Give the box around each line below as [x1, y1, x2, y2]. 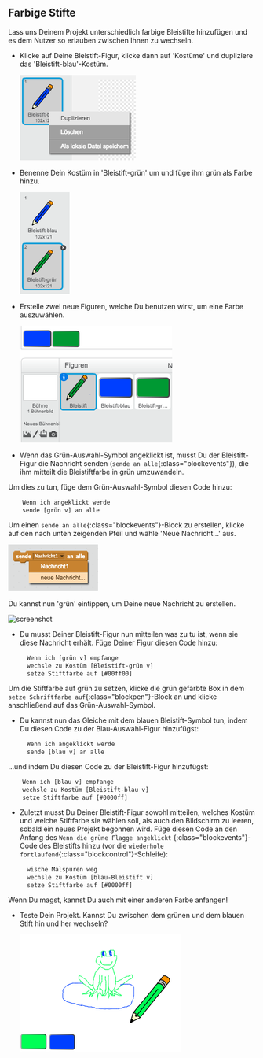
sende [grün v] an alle [22, 506, 100, 514]
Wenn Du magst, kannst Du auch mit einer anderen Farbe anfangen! [8, 895, 228, 904]
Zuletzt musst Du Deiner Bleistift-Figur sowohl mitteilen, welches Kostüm [19, 807, 255, 817]
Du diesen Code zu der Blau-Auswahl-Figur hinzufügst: [19, 723, 199, 733]
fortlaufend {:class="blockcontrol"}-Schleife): [19, 849, 169, 859]
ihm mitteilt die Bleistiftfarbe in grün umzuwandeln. [19, 467, 184, 476]
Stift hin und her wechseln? [19, 919, 108, 928]
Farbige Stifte [8, 6, 76, 20]
